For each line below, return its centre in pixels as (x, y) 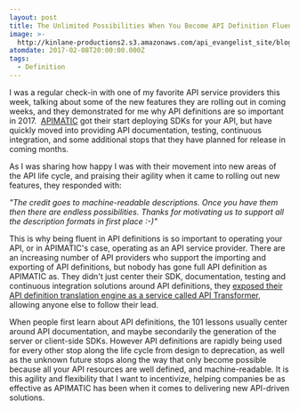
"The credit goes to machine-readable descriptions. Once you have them (144, 202)
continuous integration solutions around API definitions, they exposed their (146, 285)
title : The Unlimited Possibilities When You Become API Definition (139, 26)
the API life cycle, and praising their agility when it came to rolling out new (145, 175)
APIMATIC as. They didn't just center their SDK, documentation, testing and (148, 276)
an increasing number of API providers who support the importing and (138, 257)
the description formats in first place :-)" (84, 221)
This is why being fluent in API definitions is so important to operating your (146, 238)
